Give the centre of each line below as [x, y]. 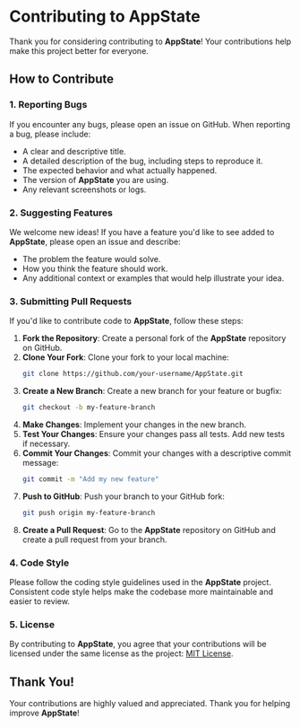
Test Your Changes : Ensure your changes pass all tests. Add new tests [153, 434]
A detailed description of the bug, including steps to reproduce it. [142, 161]
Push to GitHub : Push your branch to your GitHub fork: [124, 496]
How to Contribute [62, 79]
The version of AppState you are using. [95, 180]
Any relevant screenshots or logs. [84, 189]
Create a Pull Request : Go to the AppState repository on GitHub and [149, 530]
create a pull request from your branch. [94, 539]
